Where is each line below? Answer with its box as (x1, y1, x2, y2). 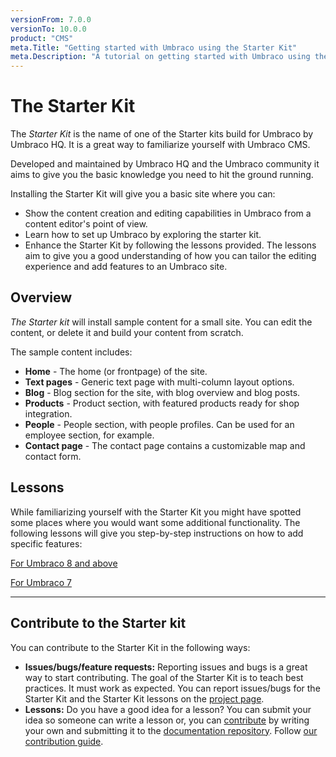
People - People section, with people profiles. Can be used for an (24, 418, 295, 430)
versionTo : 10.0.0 (10, 24, 87, 34)
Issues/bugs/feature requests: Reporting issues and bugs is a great (24, 661, 308, 673)
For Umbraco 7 (10, 576, 72, 588)
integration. (24, 407, 73, 420)
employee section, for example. (24, 429, 155, 441)
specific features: (10, 537, 83, 550)
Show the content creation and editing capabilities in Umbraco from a (24, 207, 312, 220)
